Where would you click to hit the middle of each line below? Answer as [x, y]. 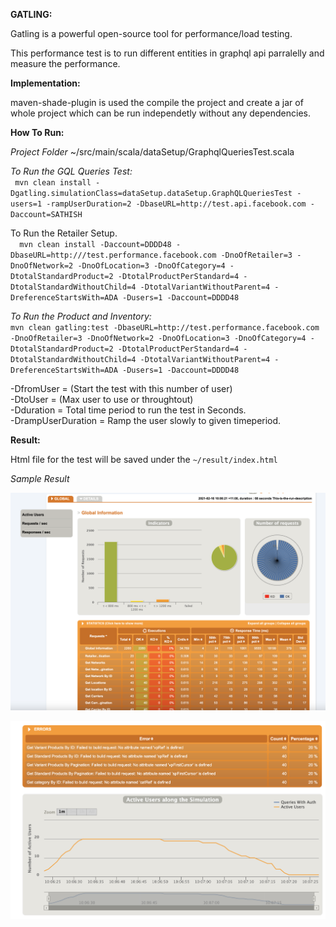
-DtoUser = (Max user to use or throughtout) [102, 399]
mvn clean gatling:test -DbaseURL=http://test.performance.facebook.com [165, 328]
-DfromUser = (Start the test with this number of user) [121, 388]
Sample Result [40, 478]
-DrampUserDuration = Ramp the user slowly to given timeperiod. [146, 420]
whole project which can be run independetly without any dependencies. [160, 113]
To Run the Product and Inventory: [81, 316]
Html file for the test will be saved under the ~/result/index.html [144, 459]
